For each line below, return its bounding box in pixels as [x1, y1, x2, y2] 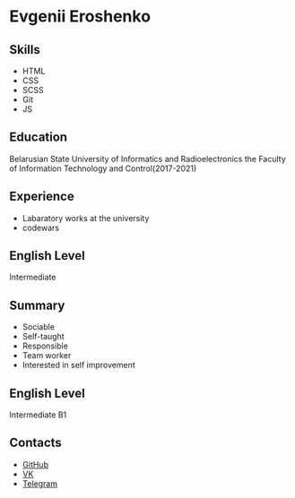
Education [9, 130, 68, 145]
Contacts [9, 435, 63, 451]
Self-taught [22, 331, 65, 342]
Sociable [22, 322, 56, 332]
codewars [22, 222, 60, 233]
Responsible [22, 340, 69, 351]
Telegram [22, 477, 58, 489]
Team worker [22, 350, 72, 361]
